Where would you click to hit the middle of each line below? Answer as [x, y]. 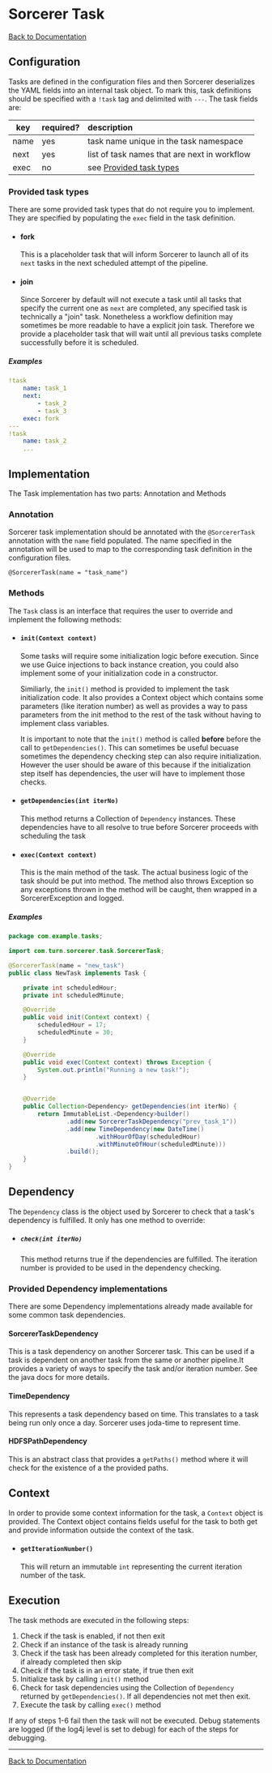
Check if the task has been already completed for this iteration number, [139, 1653]
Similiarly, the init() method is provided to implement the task [124, 689]
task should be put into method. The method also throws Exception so [137, 881]
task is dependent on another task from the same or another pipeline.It [126, 1360]
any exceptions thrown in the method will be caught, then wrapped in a [138, 890]
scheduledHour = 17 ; [72, 1025]
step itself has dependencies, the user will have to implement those [132, 773]
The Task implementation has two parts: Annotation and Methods [117, 493]
